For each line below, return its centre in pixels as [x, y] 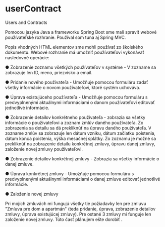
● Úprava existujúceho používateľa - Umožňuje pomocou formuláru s [76, 97]
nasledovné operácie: [27, 57]
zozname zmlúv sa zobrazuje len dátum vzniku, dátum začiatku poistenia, [80, 133]
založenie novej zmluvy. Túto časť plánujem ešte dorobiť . [64, 219]
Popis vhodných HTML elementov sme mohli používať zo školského [74, 47]
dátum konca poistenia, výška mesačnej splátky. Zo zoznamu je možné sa [81, 138]
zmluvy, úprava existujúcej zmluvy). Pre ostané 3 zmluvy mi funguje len [78, 214]
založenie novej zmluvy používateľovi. [44, 149]
